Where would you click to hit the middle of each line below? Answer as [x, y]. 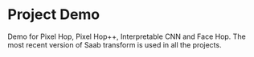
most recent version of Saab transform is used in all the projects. [115, 44]
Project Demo [54, 15]
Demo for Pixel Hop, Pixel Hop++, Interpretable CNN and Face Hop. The [127, 36]
